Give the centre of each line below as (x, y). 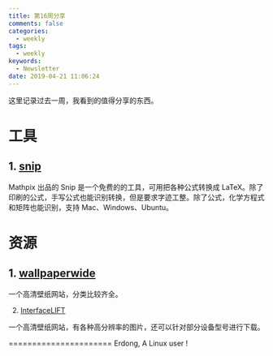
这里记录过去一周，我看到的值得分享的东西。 (83, 100)
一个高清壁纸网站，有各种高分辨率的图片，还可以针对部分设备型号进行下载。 (136, 327)
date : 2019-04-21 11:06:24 (54, 76)
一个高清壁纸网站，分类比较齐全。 (65, 294)
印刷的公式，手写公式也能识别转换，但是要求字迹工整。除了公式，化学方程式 (136, 197)
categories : (28, 31)
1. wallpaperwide (52, 274)
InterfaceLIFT (43, 310)
